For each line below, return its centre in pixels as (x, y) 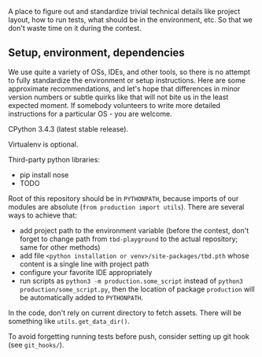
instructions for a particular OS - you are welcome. (90, 113)
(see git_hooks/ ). (36, 344)
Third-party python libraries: (54, 159)
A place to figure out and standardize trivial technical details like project (124, 11)
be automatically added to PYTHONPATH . (81, 297)
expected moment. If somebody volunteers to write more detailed (114, 105)
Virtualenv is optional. (43, 144)
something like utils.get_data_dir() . (69, 321)
